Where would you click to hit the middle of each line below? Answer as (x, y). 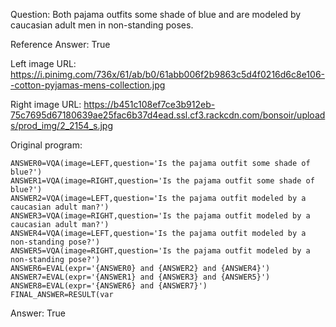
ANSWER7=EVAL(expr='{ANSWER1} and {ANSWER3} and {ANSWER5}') (140, 277)
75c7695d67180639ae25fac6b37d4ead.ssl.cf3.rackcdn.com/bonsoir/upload (168, 115)
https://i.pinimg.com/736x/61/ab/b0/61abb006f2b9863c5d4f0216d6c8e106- (168, 74)
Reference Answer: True (60, 44)
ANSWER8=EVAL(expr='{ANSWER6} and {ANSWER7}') (109, 286)
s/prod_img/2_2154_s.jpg (62, 125)
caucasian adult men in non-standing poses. (102, 25)
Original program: (46, 145)
